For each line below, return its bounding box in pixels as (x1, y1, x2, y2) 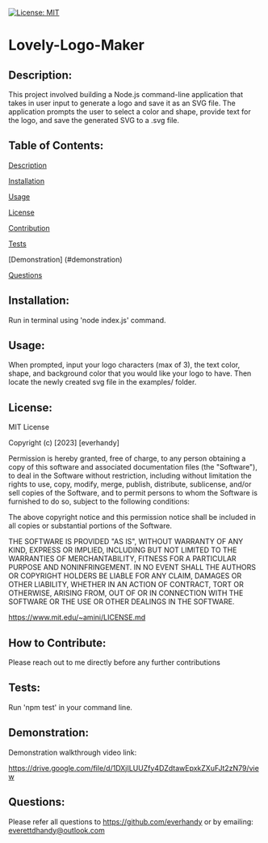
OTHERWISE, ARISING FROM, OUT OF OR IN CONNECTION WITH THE (8, 588, 244, 598)
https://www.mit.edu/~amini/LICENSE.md (8, 612, 146, 623)
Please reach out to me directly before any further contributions (8, 658, 220, 667)
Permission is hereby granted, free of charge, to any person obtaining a (8, 453, 246, 463)
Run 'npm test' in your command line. (8, 702, 133, 712)
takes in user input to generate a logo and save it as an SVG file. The (8, 98, 236, 108)
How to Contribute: (8, 636, 107, 649)
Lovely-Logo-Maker (8, 36, 145, 54)
